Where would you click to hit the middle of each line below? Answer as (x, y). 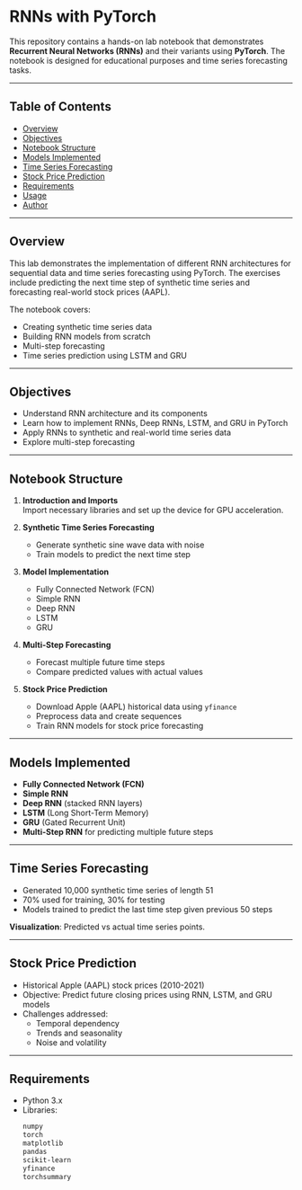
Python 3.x (42, 1101)
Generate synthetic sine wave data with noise (120, 545)
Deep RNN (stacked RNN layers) (82, 803)
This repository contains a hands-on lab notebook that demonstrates (137, 41)
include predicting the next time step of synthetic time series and (129, 282)
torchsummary (47, 1177)
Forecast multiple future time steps (100, 662)
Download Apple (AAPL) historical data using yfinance (136, 706)
